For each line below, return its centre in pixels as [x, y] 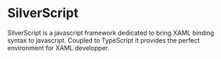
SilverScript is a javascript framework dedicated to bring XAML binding [111, 33]
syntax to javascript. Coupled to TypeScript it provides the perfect [104, 40]
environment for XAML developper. [58, 48]
